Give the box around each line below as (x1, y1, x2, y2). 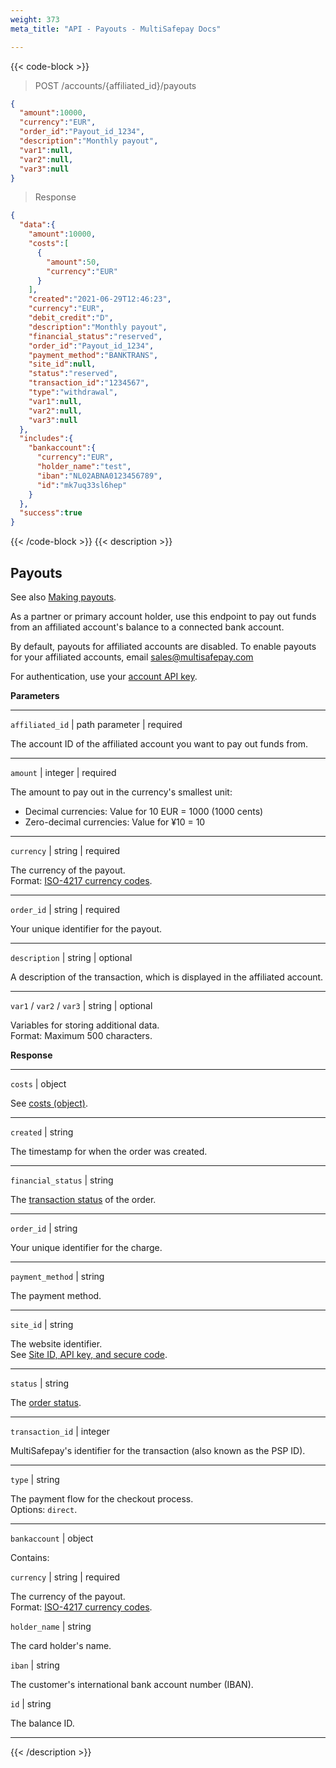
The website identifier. (10, 1337, 103, 1350)
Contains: (10, 1551, 50, 1563)
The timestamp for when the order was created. (10, 1145, 208, 1157)
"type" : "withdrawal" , (28, 387, 118, 397)
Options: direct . (10, 1503, 78, 1515)
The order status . (10, 1396, 82, 1408)
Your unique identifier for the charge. (10, 1241, 163, 1253)
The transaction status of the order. (10, 1193, 157, 1205)
